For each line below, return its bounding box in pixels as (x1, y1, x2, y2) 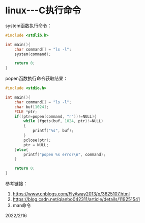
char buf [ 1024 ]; (14, 104, 49, 109)
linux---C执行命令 (5, 5, 81, 16)
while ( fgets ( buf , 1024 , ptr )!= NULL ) (23, 119, 103, 124)
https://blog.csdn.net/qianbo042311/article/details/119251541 (12, 196, 140, 203)
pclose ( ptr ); (23, 138, 51, 143)
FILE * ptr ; (14, 109, 38, 114)
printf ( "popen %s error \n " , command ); (23, 152, 106, 157)
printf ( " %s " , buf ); (32, 128, 74, 133)
